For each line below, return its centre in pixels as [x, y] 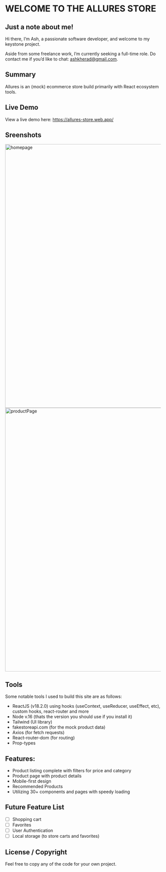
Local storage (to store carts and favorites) [56, 836]
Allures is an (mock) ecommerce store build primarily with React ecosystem [82, 86]
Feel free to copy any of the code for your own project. [61, 864]
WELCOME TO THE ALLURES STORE [81, 9]
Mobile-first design [32, 781]
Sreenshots [23, 135]
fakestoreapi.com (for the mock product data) [59, 727]
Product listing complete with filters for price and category [72, 771]
